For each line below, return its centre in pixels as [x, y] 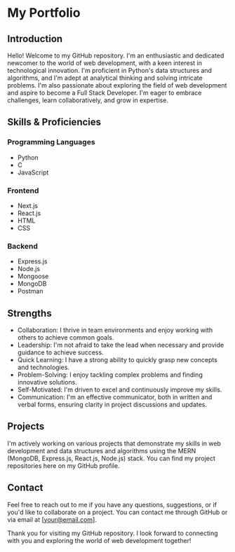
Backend [23, 246]
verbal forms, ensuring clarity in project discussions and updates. [112, 405]
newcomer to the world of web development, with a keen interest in [105, 63]
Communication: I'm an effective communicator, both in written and [115, 397]
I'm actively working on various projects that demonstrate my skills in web [114, 443]
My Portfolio [44, 13]
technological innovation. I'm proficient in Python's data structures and [110, 70]
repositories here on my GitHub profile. [63, 465]
